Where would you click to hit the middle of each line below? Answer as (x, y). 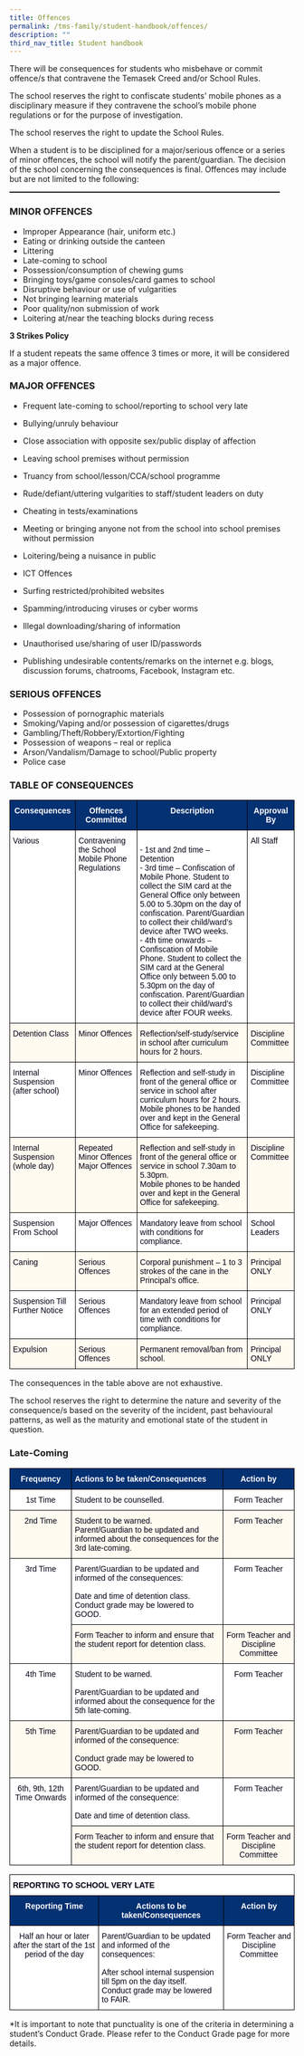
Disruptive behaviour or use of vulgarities (100, 289)
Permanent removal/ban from (191, 1349)
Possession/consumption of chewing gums (103, 270)
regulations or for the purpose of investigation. (96, 115)
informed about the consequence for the (145, 1701)
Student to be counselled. (119, 1500)
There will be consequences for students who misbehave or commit (136, 69)
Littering (38, 251)
